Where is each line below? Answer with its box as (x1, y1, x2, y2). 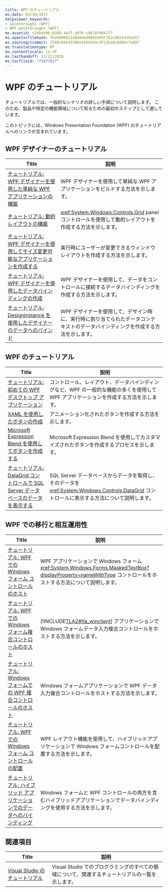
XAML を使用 (7, 410, 38, 417)
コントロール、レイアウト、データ (49, 378, 130, 385)
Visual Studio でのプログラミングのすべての (51, 863, 154, 870)
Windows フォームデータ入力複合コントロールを (40, 625, 153, 632)
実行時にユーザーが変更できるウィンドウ (60, 244, 156, 251)
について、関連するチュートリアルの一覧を (56, 871, 156, 878)
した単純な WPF (12, 186, 50, 192)
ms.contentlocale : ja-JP (5, 49, 57, 54)
